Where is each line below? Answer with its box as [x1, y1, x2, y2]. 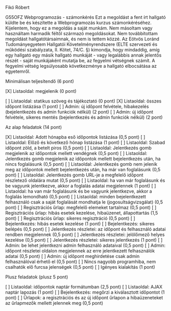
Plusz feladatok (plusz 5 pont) [5, 274, 68, 280]
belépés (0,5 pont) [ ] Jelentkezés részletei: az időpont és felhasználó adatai [5, 226, 166, 232]
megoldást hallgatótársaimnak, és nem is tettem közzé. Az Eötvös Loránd [5, 36, 160, 42]
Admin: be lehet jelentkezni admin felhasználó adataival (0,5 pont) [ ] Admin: [5, 242, 166, 248]
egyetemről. [5, 68, 31, 74]
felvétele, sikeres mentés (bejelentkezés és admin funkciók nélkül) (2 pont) [5, 114, 163, 120]
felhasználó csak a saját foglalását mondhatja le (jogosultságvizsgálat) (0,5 [5, 199, 163, 205]
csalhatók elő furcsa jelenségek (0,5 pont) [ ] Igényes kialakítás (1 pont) [5, 264, 156, 270]
